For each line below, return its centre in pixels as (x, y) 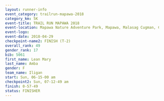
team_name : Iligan (24, 73)
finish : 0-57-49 (21, 86)
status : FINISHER (23, 91)
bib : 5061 (15, 55)
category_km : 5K (21, 18)
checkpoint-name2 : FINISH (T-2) (38, 41)
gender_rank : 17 (21, 50)
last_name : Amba (21, 64)
